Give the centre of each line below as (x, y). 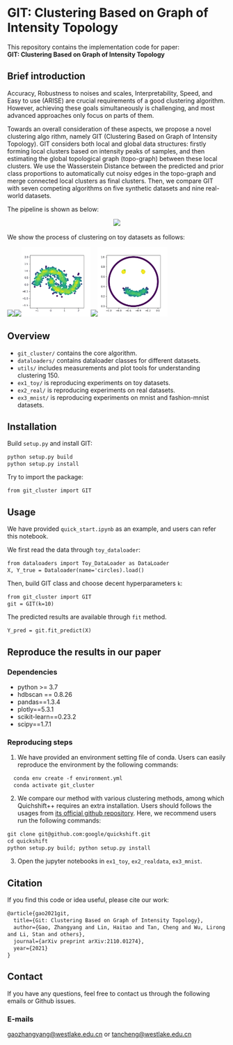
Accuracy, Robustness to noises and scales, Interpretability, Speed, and (110, 93)
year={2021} (31, 948)
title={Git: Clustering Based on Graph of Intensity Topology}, (109, 920)
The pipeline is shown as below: (53, 209)
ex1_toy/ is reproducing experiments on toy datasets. (94, 382)
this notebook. (28, 536)
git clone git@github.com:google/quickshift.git (79, 834)
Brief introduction (46, 76)
